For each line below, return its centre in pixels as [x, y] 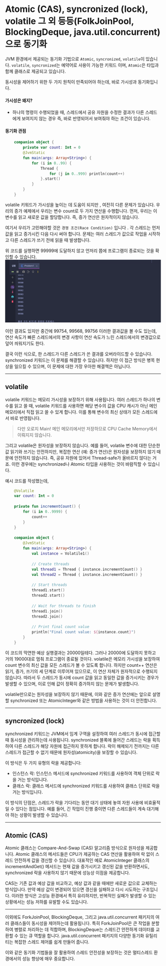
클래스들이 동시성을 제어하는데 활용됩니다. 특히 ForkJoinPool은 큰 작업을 [80, 923]
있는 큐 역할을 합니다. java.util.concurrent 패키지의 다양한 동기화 [82, 936]
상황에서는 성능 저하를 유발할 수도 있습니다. [47, 902]
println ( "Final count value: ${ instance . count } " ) [83, 632]
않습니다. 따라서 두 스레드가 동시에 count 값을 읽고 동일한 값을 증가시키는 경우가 [82, 677]
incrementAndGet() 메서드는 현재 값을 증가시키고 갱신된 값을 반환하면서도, [77, 867]
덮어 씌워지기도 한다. [25, 343]
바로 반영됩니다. [25, 418]
